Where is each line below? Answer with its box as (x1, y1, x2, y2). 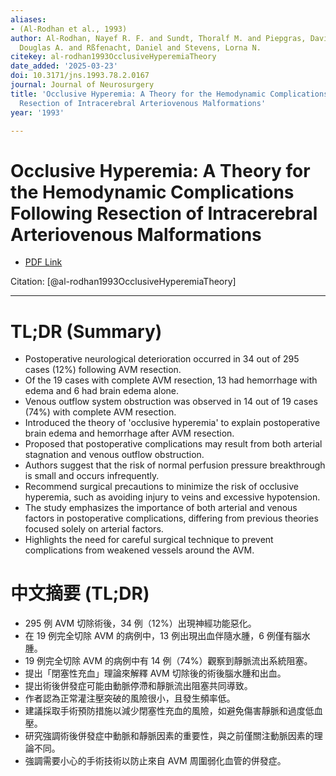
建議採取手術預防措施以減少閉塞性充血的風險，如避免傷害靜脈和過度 (24, 705, 306, 717)
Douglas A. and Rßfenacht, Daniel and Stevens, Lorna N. (19, 42, 262, 53)
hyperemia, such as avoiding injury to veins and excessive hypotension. (24, 491, 321, 503)
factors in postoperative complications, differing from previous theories (24, 512, 319, 525)
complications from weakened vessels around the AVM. (24, 544, 255, 556)
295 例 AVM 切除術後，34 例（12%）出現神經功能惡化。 (24, 617, 257, 630)
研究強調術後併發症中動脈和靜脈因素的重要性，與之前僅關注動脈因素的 (24, 730, 315, 742)
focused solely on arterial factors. (24, 523, 164, 535)
